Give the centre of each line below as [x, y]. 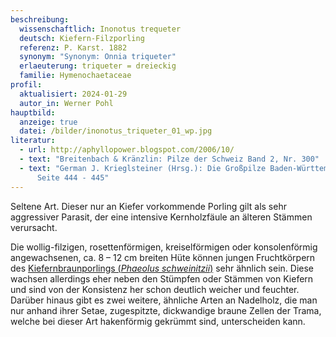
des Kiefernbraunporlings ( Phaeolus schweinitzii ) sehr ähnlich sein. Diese [162, 268]
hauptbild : [33, 112]
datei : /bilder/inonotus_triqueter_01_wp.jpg [116, 131]
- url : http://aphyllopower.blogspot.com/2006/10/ [127, 150]
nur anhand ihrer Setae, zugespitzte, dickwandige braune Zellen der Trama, [166, 310]
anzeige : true [48, 122]
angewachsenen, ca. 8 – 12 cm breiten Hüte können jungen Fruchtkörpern [163, 257]
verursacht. [34, 227]
